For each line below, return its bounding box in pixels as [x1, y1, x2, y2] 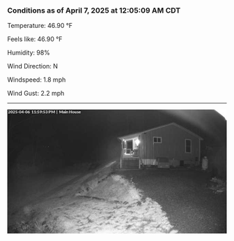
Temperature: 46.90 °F [7, 22, 73, 30]
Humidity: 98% [7, 48, 51, 57]
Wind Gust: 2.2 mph [7, 89, 65, 98]
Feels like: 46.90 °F [7, 35, 63, 43]
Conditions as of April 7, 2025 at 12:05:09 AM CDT [7, 6, 181, 15]
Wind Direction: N [7, 62, 58, 71]
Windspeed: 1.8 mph [7, 75, 66, 84]
